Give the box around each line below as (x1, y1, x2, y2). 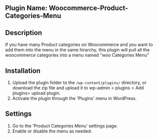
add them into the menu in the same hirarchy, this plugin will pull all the (5, 47, 150, 53)
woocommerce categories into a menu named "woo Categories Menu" (5, 52, 150, 58)
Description (5, 28, 42, 37)
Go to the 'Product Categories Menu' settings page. (12, 123, 118, 129)
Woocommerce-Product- (49, 4, 128, 12)
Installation (5, 66, 41, 75)
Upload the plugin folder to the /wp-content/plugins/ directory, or (12, 80, 147, 86)
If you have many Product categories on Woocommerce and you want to (5, 42, 153, 47)
